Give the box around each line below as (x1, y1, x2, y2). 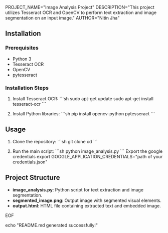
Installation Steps (5, 84, 49, 91)
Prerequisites (5, 45, 39, 52)
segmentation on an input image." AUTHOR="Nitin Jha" (5, 15, 120, 21)
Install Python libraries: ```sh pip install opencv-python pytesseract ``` (12, 110, 155, 117)
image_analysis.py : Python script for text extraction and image (12, 186, 144, 192)
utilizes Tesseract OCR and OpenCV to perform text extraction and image (5, 10, 157, 16)
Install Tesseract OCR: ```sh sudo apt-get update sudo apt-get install (12, 95, 154, 102)
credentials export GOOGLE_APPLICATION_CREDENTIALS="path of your (12, 153, 163, 159)
